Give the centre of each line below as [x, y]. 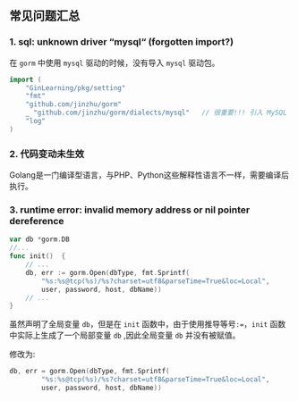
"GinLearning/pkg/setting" [76, 88]
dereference [37, 221]
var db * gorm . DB [39, 239]
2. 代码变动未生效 [47, 154]
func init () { [38, 256]
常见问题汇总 [45, 16]
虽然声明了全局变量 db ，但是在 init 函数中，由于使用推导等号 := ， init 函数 [148, 324]
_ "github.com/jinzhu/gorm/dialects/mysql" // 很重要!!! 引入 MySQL [157, 113]
